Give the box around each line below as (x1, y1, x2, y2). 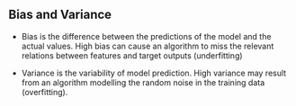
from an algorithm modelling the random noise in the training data (21, 76, 265, 88)
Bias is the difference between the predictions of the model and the (21, 31, 272, 41)
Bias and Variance (8, 7, 112, 22)
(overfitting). (21, 86, 68, 97)
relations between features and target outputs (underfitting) (21, 49, 244, 61)
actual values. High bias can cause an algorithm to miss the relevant (21, 40, 274, 51)
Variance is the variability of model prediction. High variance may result (21, 67, 287, 78)
